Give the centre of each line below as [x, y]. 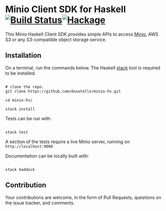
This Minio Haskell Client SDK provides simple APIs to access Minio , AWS [82, 34]
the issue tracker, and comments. [40, 203]
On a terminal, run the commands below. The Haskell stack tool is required [83, 67]
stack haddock [20, 169]
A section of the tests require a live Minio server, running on [68, 142]
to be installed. [21, 73]
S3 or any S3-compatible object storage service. [56, 40]
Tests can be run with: [28, 118]
